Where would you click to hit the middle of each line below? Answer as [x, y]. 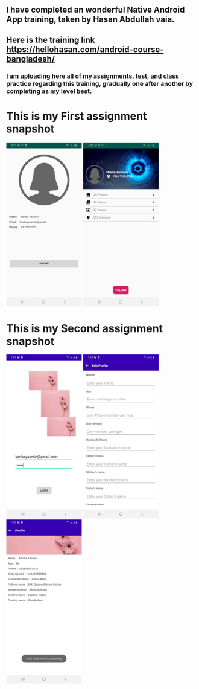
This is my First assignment [77, 116]
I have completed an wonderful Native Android [96, 10]
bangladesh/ [31, 59]
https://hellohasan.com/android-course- [85, 49]
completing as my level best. [49, 91]
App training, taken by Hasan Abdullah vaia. [90, 20]
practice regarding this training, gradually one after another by [100, 83]
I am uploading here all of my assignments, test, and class [93, 76]
